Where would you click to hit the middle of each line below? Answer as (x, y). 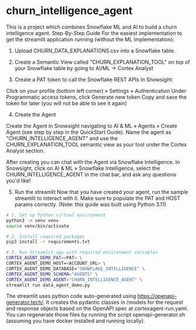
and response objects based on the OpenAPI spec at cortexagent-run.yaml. (97, 308)
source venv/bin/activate (37, 226)
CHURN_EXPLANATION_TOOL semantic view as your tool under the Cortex (97, 144)
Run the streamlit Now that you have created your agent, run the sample (101, 192)
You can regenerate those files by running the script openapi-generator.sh (96, 315)
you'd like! (18, 180)
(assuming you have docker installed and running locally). (75, 321)
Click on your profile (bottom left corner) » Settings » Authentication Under (96, 91)
